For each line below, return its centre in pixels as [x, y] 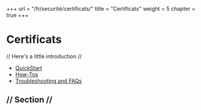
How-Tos [26, 74]
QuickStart [29, 68]
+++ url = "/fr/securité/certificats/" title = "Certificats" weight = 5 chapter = [101, 9]
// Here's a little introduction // [44, 56]
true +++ [18, 15]
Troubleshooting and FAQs [48, 80]
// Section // [30, 100]
